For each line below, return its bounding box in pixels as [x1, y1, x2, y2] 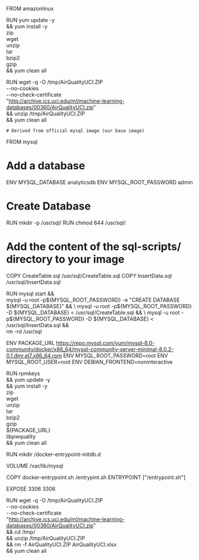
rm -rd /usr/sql [6, 328, 42, 335]
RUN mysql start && [6, 290, 55, 297]
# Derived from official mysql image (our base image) [6, 128, 145, 134]
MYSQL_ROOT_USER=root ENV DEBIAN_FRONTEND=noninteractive [6, 358, 173, 365]
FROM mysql [6, 138, 37, 145]
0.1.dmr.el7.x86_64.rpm [6, 352, 62, 359]
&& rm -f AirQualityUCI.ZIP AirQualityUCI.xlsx [6, 540, 117, 548]
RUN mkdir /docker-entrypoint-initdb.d [6, 451, 101, 458]
